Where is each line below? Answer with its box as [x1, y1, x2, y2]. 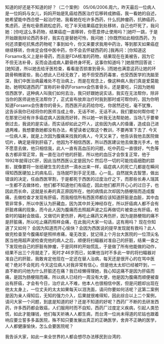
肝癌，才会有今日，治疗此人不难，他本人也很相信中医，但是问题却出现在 [13, 280, 159, 286]
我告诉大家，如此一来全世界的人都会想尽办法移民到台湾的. [5, 334, 122, 340]
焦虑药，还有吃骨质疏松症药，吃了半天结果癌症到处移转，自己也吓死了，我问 [5, 23, 159, 28]
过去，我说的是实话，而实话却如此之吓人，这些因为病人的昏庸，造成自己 [9, 121, 155, 127]
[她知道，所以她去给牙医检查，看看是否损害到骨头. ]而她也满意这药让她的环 [5, 66, 156, 71]
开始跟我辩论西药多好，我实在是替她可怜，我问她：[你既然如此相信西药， [5, 35, 152, 41]
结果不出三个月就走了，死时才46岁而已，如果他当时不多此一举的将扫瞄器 [5, 250, 152, 255]
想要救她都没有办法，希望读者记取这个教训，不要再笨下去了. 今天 [26, 127, 157, 132]
